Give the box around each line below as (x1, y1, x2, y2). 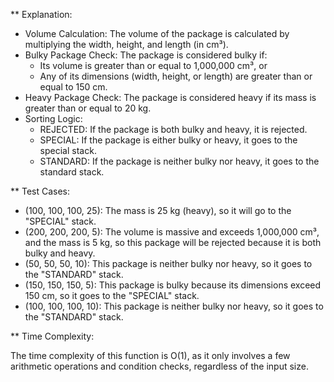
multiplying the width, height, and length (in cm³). (24, 39, 229, 50)
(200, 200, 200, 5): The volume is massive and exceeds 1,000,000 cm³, (24, 226, 320, 238)
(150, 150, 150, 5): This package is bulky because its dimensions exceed (24, 279, 322, 291)
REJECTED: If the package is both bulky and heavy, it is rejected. (39, 124, 308, 135)
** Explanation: (10, 9, 73, 20)
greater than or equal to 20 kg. (24, 102, 152, 114)
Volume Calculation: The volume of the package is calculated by (24, 28, 290, 39)
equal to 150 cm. (39, 81, 108, 93)
